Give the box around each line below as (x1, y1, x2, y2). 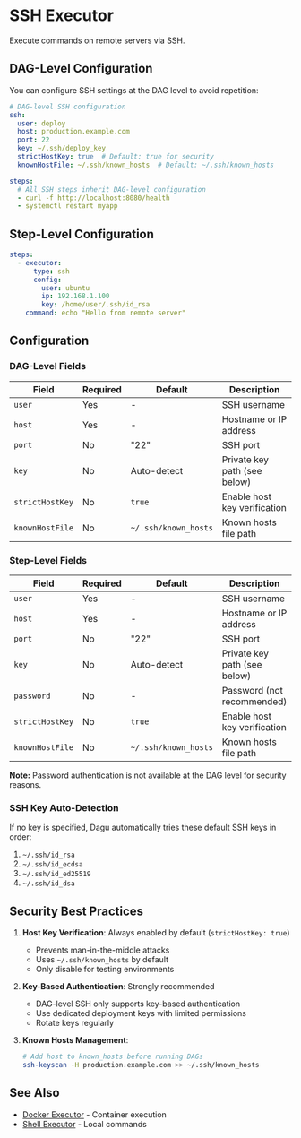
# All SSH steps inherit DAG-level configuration (17, 185, 206, 194)
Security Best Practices (9, 903, 144, 918)
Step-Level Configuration (9, 226, 155, 242)
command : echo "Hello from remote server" (25, 308, 186, 318)
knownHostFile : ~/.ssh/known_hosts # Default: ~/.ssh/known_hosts (17, 160, 275, 169)
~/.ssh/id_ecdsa (21, 860, 83, 869)
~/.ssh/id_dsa (21, 879, 75, 888)
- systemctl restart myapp (17, 202, 118, 211)
